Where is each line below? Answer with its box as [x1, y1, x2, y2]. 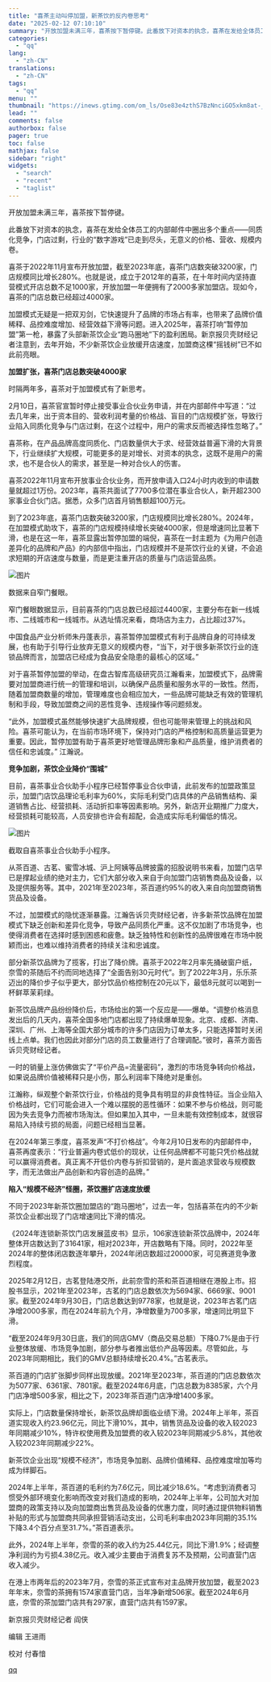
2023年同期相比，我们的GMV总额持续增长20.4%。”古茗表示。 [8, 1353, 213, 1363]
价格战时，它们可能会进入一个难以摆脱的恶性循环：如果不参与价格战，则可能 [8, 1099, 263, 1109]
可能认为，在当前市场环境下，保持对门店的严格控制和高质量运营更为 [35, 727, 263, 736]
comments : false [8, 117, 63, 125]
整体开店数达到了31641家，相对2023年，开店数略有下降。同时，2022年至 [8, 1239, 253, 1248]
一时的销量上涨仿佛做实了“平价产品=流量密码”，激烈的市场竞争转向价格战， [8, 1062, 260, 1072]
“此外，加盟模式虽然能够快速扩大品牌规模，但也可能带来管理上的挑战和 [8, 716, 245, 726]
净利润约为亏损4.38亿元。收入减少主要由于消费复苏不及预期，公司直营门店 [8, 1550, 256, 1559]
